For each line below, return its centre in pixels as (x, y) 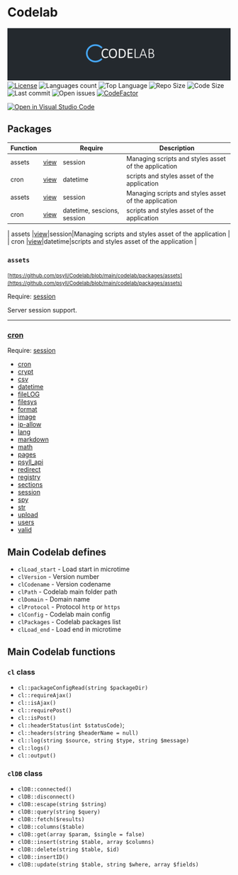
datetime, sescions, (91, 210)
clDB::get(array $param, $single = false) (81, 835)
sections (30, 485)
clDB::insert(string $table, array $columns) (86, 842)
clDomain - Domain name (54, 599)
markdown (33, 439)
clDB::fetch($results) (51, 820)
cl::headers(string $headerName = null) (78, 733)
